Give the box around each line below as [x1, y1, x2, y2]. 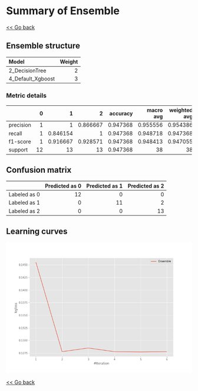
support [8, 146, 28, 153]
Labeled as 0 [8, 191, 40, 198]
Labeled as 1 [8, 199, 40, 206]
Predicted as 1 [86, 182, 123, 189]
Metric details [6, 92, 47, 100]
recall [8, 130, 22, 137]
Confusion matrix [6, 164, 72, 175]
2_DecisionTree [8, 67, 47, 74]
